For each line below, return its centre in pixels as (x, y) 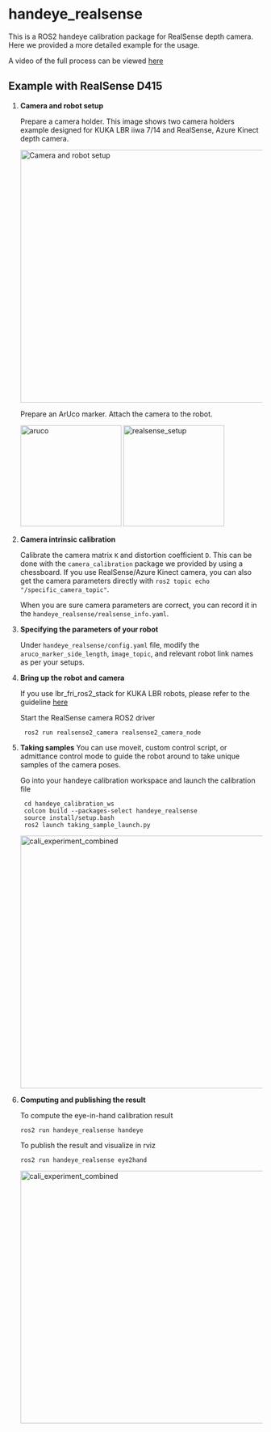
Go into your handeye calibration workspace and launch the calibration (138, 780)
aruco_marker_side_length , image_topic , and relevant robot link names (137, 653)
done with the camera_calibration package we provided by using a (131, 564)
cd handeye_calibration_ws (69, 804)
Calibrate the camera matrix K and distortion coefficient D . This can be (136, 555)
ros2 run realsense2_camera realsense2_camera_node (113, 733)
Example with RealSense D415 (85, 86)
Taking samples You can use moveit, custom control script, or (123, 747)
